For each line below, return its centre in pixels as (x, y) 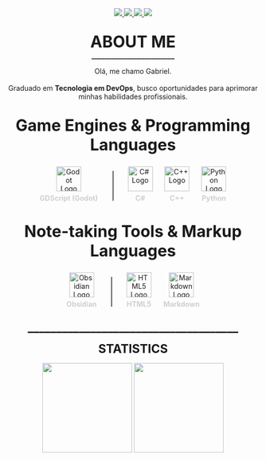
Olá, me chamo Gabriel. (133, 72)
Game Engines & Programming (133, 125)
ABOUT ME (133, 42)
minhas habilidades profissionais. (133, 97)
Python (213, 197)
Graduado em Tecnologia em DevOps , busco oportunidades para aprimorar (133, 88)
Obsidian (82, 304)
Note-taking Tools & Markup (133, 232)
